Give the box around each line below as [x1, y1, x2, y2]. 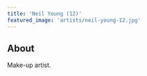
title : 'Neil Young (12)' [7, 10, 82, 17]
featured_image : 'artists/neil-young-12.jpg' [7, 17, 141, 24]
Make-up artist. [7, 61, 51, 70]
